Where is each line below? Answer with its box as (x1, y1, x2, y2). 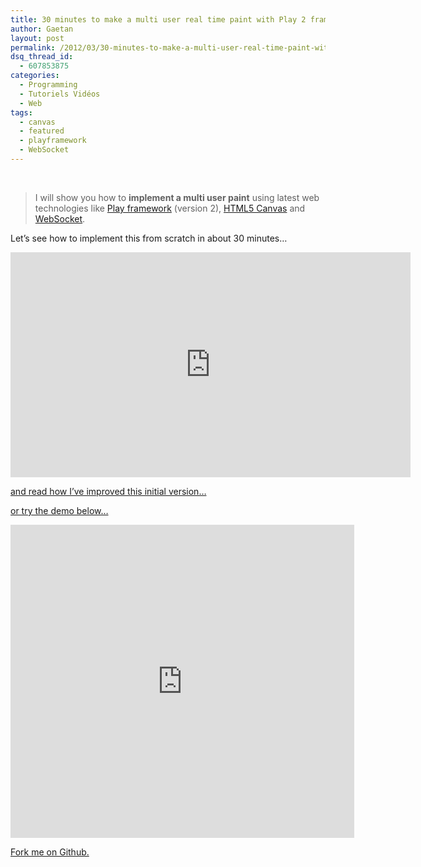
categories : (10, 71, 60, 81)
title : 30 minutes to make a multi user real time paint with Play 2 (10, 14, 307, 25)
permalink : (10, 42, 56, 53)
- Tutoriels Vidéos (19, 89, 101, 99)
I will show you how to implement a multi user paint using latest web (34, 191, 320, 203)
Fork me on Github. (10, 846, 90, 858)
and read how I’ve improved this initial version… (10, 485, 207, 497)
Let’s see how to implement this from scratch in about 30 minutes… (10, 232, 288, 244)
